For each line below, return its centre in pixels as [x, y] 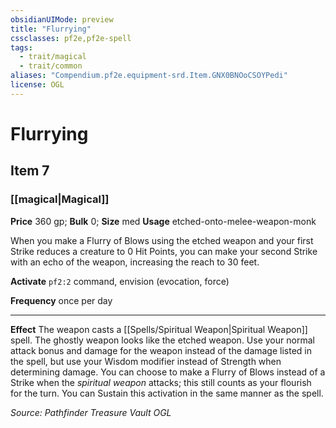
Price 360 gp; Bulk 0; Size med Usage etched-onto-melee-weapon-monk [163, 221]
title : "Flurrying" [51, 29]
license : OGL [37, 85]
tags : [21, 47]
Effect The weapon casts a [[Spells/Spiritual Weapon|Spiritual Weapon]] [159, 329]
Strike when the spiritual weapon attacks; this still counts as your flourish [161, 382]
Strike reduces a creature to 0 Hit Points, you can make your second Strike [164, 251]
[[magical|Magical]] [60, 199]
